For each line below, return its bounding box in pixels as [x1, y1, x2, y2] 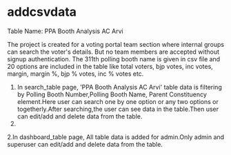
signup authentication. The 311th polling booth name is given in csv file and [7, 54, 221, 63]
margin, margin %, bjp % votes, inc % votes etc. [7, 70, 144, 78]
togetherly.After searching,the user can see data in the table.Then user [17, 105, 219, 113]
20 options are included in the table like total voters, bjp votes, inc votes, [7, 62, 214, 70]
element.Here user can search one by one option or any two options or [17, 97, 219, 105]
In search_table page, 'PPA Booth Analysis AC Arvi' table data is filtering [17, 83, 222, 91]
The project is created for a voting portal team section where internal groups [7, 40, 225, 48]
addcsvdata [7, 4, 77, 20]
